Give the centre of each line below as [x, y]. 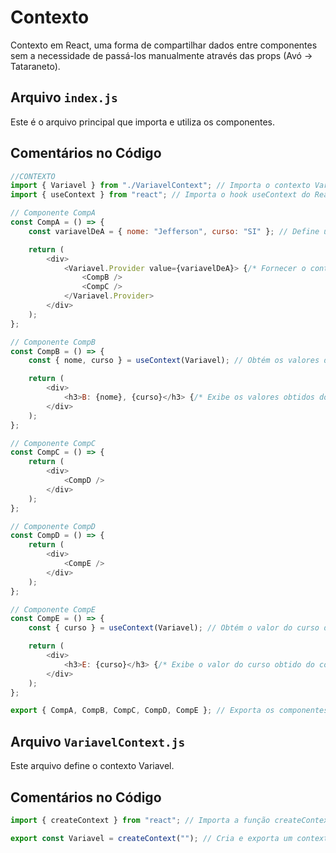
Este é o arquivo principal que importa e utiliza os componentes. [143, 122]
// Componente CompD [53, 526]
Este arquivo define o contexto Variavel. [92, 766]
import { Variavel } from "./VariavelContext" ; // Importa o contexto [160, 186]
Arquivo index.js [64, 97]
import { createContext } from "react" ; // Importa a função [140, 820]
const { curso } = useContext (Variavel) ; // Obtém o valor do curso [174, 628]
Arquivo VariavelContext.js [98, 741]
